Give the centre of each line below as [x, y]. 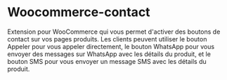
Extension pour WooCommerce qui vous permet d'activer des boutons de [114, 32]
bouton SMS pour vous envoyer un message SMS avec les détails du [107, 61]
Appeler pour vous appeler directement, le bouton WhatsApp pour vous [111, 46]
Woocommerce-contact [79, 12]
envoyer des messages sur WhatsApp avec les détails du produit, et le [109, 54]
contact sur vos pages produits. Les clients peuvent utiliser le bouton [107, 39]
